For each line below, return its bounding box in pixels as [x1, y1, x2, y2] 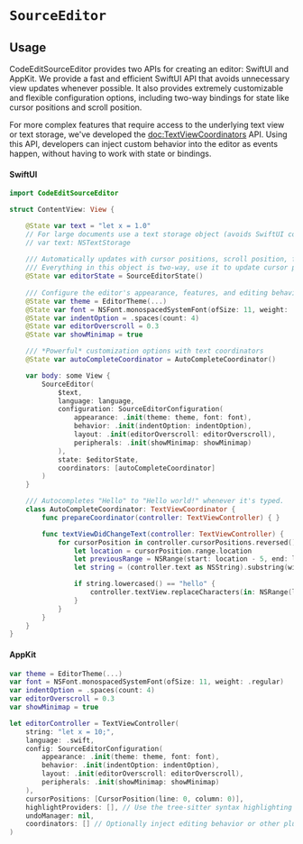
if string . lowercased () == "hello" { [73, 580, 216, 589]
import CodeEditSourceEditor [9, 188, 119, 198]
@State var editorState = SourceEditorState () [25, 271, 204, 281]
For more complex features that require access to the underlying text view [9, 120, 285, 130]
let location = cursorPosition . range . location [73, 546, 252, 555]
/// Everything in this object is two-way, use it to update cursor [25, 263, 289, 272]
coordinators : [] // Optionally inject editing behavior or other [25, 820, 280, 829]
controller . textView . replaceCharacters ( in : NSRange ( [89, 588, 293, 597]
